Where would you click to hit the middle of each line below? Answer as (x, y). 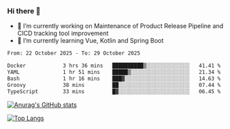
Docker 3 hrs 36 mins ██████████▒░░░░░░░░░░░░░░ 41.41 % (114, 66)
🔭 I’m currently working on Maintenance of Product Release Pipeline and (120, 26)
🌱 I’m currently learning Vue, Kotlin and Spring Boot (90, 41)
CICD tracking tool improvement (63, 33)
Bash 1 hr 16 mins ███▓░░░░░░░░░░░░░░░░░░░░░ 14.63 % (114, 79)
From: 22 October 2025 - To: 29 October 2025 (74, 53)
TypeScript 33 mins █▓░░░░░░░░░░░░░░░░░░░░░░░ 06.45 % (114, 91)
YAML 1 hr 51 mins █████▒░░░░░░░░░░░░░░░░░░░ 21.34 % (114, 72)
